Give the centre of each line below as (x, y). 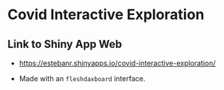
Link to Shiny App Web (65, 44)
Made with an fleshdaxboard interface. (82, 78)
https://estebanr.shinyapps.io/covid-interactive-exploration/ (117, 63)
